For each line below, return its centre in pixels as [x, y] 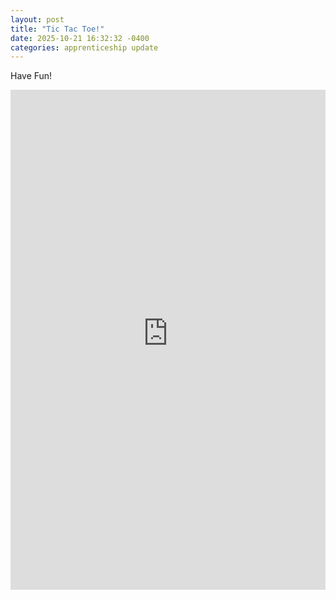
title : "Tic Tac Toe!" [57, 29]
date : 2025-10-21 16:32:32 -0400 [80, 38]
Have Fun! [31, 76]
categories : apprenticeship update [84, 47]
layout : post [37, 19]
